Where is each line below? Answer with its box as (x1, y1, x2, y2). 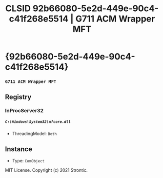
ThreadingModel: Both (12, 131, 57, 137)
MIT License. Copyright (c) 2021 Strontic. (5, 167, 88, 173)
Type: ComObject (12, 158, 45, 164)
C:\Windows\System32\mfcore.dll (5, 119, 71, 124)
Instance (5, 145, 33, 153)
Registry (5, 93, 32, 101)
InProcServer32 (5, 107, 44, 114)
